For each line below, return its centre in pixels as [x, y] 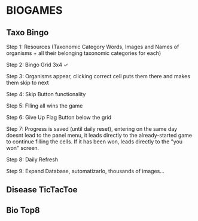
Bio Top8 [23, 210]
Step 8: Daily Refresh [32, 159]
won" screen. [23, 148]
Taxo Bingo [28, 33]
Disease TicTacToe [42, 190]
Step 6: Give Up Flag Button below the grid [59, 117]
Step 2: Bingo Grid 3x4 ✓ [37, 65]
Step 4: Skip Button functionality [46, 94]
